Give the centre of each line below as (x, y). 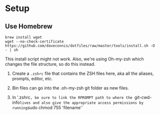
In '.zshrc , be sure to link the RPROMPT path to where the (72, 97)
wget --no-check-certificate (34, 42)
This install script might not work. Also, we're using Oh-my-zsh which (74, 59)
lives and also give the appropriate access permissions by (82, 103)
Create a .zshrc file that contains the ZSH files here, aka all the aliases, (83, 73)
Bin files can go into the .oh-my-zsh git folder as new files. (71, 88)
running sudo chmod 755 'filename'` (48, 108)
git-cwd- (143, 97)
